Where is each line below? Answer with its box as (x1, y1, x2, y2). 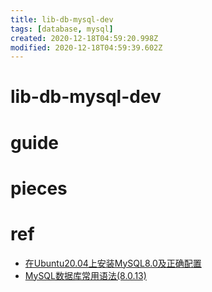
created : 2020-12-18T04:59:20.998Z (10, 33, 159, 43)
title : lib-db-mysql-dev (10, 14, 114, 25)
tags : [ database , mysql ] (10, 24, 114, 34)
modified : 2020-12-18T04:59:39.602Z (10, 42, 163, 53)
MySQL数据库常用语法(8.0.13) (24, 269, 147, 281)
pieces (10, 177, 68, 200)
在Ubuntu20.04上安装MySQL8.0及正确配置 (24, 257, 202, 269)
